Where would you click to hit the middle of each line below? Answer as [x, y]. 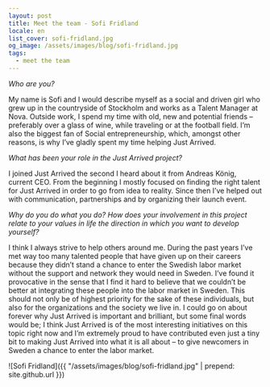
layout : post [30, 16]
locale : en [27, 31]
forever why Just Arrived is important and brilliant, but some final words [127, 316]
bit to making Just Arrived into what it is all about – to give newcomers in [129, 341]
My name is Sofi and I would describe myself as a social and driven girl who [134, 99]
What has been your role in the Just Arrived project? [96, 157]
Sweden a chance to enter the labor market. [81, 350]
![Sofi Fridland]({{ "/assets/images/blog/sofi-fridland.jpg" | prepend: [122, 366]
